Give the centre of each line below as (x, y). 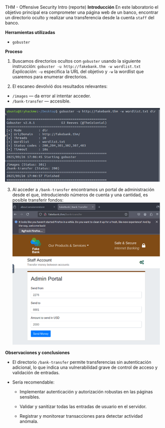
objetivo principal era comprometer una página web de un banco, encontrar (82, 12)
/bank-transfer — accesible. (41, 101)
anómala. (29, 422)
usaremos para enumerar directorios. (50, 77)
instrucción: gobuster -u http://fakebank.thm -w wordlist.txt (76, 66)
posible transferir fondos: (38, 200)
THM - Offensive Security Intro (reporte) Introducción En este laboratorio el (82, 7)
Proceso (14, 52)
